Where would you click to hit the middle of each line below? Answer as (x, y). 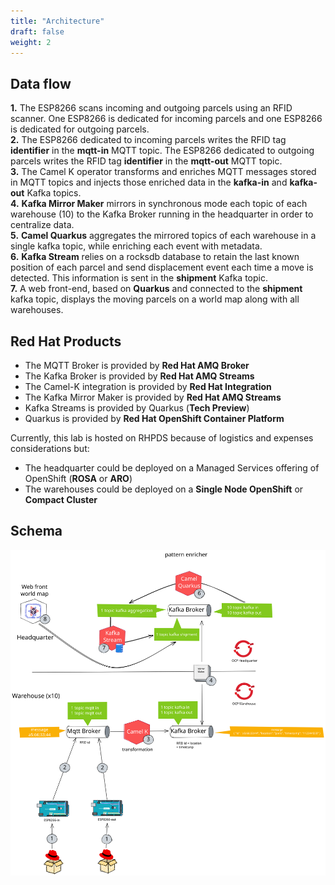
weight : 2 (31, 42)
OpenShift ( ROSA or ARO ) (78, 478)
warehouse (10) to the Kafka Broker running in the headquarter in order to (162, 214)
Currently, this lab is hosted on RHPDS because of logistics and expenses (162, 438)
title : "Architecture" (57, 21)
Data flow (41, 83)
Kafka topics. (54, 193)
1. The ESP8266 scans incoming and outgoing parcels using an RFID (151, 108)
